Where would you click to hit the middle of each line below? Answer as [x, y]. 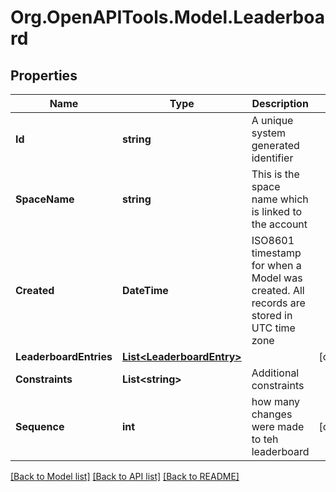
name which [280, 199]
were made [278, 426]
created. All [278, 290]
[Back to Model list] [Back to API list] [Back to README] [125, 476]
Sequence [40, 426]
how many [276, 401]
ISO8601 [273, 240]
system [269, 133]
